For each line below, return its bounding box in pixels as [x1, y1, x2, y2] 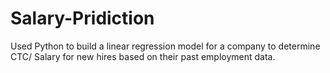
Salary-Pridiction [10, 7, 155, 30]
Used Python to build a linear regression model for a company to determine [10, 40, 321, 52]
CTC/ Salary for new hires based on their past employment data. [10, 50, 276, 62]
